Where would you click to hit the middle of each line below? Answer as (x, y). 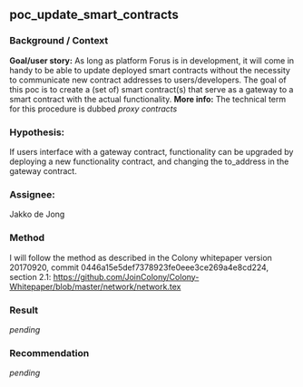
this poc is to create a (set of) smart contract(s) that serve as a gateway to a (151, 89)
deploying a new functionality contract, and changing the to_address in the (149, 161)
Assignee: (33, 194)
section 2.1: (30, 276)
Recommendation (49, 353)
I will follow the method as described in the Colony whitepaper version (141, 257)
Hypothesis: (37, 132)
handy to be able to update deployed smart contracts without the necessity (150, 70)
